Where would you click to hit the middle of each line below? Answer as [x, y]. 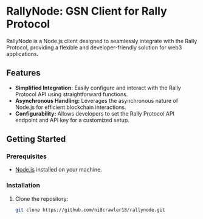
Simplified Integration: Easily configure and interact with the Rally [98, 88]
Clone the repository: [42, 198]
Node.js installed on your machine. [58, 170]
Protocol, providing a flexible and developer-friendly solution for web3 [94, 47]
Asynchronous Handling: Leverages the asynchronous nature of [96, 100]
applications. [22, 54]
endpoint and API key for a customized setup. [72, 120]
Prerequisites [26, 156]
